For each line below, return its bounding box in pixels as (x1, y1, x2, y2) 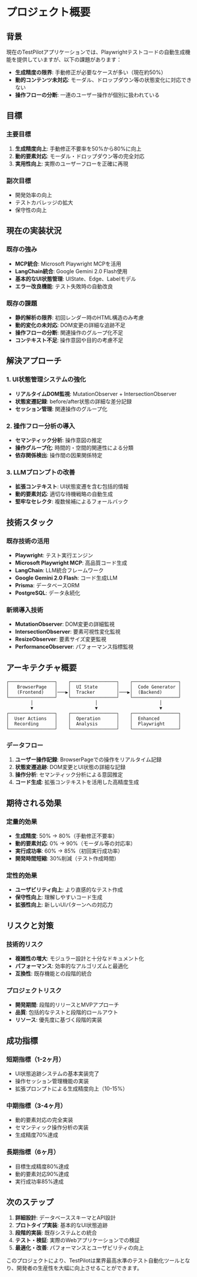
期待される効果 (6, 798, 62, 808)
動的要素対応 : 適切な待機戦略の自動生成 (14, 490, 113, 498)
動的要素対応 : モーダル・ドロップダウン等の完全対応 (14, 152, 145, 159)
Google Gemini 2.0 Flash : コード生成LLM (14, 574, 118, 581)
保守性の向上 (14, 206, 47, 214)
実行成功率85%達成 (14, 1178, 64, 1185)
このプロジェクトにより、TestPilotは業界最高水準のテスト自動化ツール (6, 1257, 180, 1264)
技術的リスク (6, 940, 44, 948)
